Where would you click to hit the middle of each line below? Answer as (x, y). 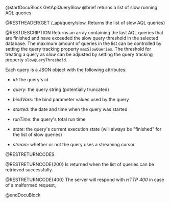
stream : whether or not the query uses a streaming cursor (74, 144)
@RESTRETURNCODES (30, 154)
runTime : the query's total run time (49, 119)
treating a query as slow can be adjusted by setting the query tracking (79, 54)
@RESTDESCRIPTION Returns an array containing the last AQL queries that (84, 32)
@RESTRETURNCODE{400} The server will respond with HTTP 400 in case (85, 179)
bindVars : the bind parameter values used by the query (71, 99)
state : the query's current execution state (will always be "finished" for (87, 129)
